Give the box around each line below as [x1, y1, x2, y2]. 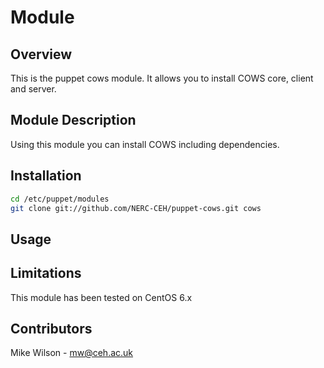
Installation [10, 167, 82, 185]
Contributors [10, 320, 93, 337]
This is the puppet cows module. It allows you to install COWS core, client [10, 72, 314, 84]
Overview [10, 46, 73, 63]
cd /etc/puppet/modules [10, 194, 110, 204]
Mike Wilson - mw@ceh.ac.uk [10, 347, 134, 359]
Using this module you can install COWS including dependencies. [10, 138, 280, 150]
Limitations [10, 265, 82, 282]
